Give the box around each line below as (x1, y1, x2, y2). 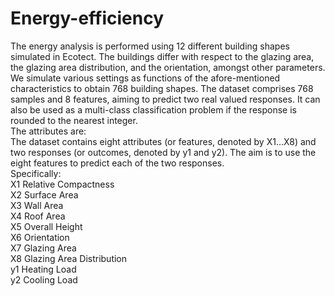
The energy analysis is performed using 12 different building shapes (10, 40, 290, 52)
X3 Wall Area (10, 199, 64, 211)
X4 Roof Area (10, 210, 66, 222)
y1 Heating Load (10, 263, 77, 275)
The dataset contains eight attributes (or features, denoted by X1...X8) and (10, 135, 317, 147)
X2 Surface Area (10, 188, 79, 201)
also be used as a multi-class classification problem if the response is (10, 103, 297, 116)
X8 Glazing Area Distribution (10, 252, 128, 264)
